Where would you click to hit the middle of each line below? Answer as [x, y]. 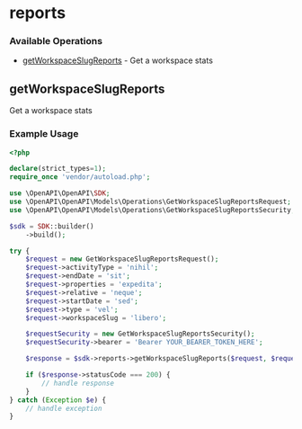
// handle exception [64, 408]
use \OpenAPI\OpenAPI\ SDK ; [60, 193]
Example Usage [44, 134]
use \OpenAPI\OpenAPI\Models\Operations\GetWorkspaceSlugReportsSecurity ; [152, 210]
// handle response [78, 383]
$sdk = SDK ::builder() [52, 226]
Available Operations [56, 41]
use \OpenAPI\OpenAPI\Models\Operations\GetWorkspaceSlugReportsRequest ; [151, 202]
